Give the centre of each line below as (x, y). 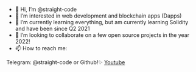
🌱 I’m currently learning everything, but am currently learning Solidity (102, 22)
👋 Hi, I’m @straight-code (46, 9)
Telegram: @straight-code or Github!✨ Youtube (66, 62)
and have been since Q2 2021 (52, 28)
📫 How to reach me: (41, 48)
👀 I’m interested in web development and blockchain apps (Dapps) (98, 16)
